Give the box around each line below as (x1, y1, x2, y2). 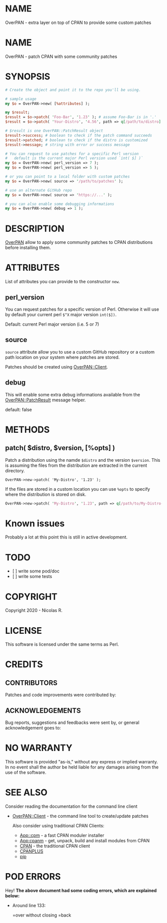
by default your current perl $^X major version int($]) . (5, 312, 117, 317)
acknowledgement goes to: (5, 725, 61, 731)
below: (5, 893, 20, 899)
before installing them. (5, 245, 51, 251)
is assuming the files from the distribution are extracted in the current (5, 462, 148, 468)
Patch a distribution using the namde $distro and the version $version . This (5, 457, 161, 463)
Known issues (5, 518, 65, 529)
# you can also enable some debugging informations (5, 201, 114, 206)
